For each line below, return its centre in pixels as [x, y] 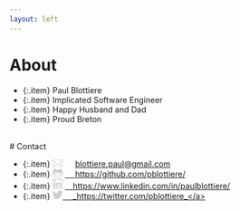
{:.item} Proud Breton [62, 119]
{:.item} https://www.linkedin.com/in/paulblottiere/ [126, 186]
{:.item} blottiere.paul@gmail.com [96, 164]
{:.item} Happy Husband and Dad [84, 110]
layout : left [34, 19]
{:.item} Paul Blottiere [62, 90]
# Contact [28, 146]
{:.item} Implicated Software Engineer [92, 100]
